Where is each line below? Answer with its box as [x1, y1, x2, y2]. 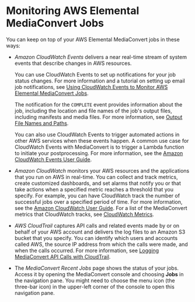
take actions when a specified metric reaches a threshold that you [14, 186, 174, 193]
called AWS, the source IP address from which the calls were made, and [14, 241, 188, 248]
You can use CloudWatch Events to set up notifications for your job [14, 71, 176, 78]
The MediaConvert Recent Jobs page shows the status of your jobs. [14, 265, 179, 272]
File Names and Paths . [14, 119, 69, 126]
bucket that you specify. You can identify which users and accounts [14, 234, 178, 241]
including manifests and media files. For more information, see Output [14, 113, 183, 121]
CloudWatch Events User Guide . [14, 156, 92, 163]
